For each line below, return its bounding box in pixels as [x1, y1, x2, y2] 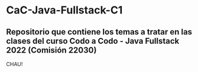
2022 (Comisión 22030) [6, 45, 97, 55]
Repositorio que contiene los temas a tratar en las [6, 27, 193, 37]
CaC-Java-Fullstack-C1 [6, 4, 123, 17]
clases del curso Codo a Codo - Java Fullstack [6, 36, 180, 46]
